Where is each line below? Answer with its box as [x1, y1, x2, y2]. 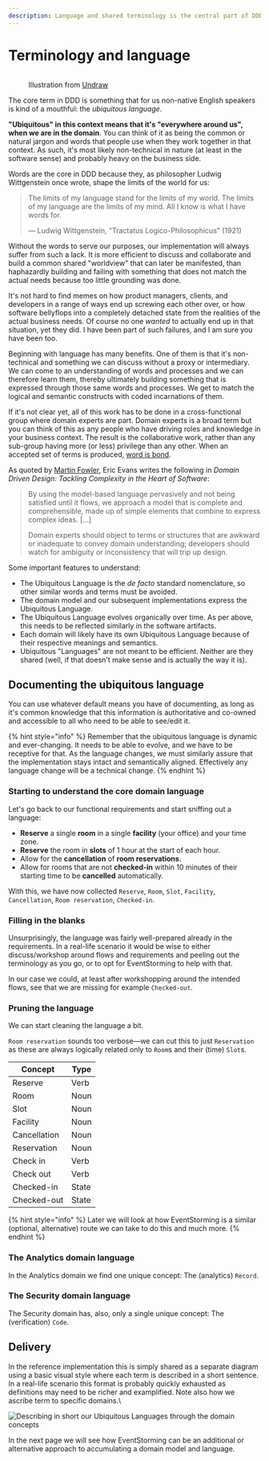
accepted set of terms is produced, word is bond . [8, 450, 171, 459]
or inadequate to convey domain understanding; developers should [27, 539, 250, 548]
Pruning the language [8, 1003, 94, 1014]
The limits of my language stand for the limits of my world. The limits [27, 193, 255, 203]
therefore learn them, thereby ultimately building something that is [8, 374, 227, 384]
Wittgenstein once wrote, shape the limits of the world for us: [8, 177, 210, 187]
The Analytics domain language [8, 1252, 134, 1263]
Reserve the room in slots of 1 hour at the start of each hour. [19, 845, 221, 854]
